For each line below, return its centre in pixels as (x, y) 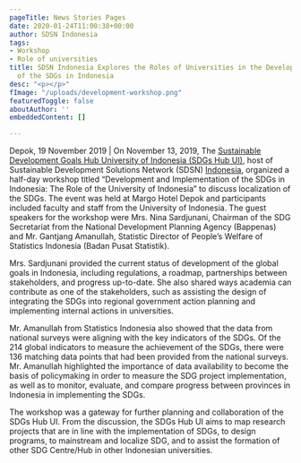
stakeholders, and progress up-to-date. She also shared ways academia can (150, 282)
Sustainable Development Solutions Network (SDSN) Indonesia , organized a (149, 170)
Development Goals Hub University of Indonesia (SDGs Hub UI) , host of (141, 160)
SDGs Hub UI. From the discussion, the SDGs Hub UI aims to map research (147, 422)
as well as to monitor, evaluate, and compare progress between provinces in (150, 385)
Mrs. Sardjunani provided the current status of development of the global (144, 263)
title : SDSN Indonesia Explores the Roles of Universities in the (136, 68)
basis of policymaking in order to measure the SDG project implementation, (148, 376)
